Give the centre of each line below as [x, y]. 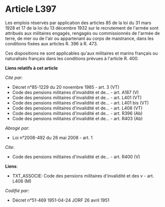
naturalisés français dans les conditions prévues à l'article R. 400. [72, 58]
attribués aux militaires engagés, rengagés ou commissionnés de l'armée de [82, 33]
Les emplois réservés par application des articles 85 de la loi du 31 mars [78, 23]
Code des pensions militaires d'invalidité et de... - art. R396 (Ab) [77, 113]
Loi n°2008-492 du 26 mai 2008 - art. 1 [52, 138]
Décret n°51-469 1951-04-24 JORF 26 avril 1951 [61, 200]
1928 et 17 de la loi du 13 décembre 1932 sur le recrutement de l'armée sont [82, 28]
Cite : [10, 147]
